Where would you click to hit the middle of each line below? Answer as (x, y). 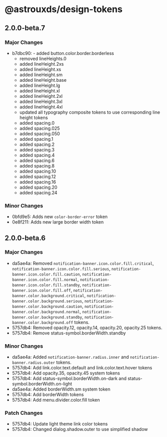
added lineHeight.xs (40, 69)
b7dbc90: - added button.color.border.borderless (63, 53)
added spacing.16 (38, 182)
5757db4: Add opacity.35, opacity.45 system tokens (66, 373)
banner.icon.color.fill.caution (46, 274)
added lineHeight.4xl (41, 106)
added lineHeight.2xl (41, 96)
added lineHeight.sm (41, 75)
